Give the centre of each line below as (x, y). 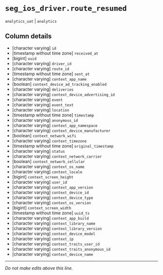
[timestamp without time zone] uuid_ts (51, 213)
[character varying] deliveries (43, 89)
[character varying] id (34, 48)
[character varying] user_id (40, 182)
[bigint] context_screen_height (43, 177)
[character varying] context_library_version (57, 228)
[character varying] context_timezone (49, 141)
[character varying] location (41, 110)
